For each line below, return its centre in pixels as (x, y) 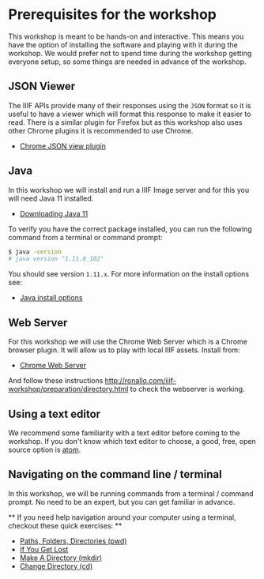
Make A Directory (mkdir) (61, 558)
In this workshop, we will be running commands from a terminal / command (131, 493)
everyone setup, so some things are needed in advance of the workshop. (127, 62)
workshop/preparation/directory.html (68, 389)
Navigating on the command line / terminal (115, 474)
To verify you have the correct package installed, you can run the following (130, 229)
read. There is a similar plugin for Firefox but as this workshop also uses (125, 122)
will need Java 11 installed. (51, 198)
